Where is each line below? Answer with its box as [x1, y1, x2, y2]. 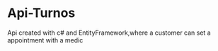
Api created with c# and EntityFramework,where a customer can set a [7, 28, 211, 37]
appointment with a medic [7, 35, 84, 44]
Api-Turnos [7, 5, 76, 21]
